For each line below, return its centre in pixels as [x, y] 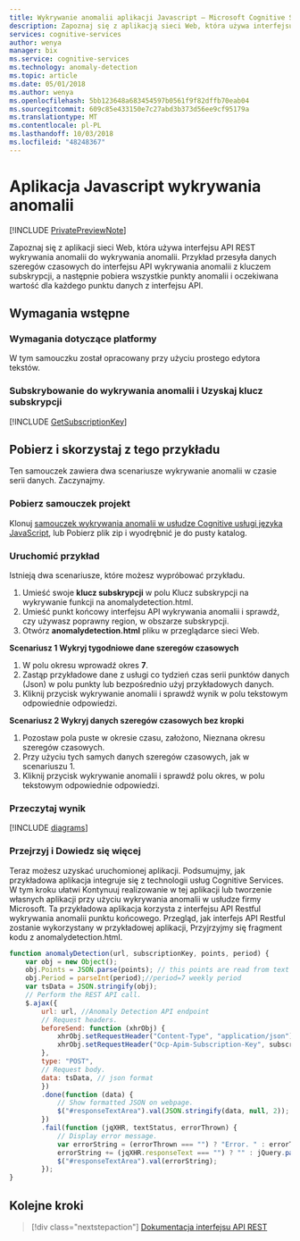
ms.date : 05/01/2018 [48, 84]
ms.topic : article [43, 76]
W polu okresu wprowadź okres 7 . [85, 666]
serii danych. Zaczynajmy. [57, 481]
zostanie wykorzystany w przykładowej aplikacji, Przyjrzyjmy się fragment [146, 927]
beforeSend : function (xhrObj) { [104, 1028]
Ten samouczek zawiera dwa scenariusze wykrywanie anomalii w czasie [143, 471]
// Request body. [73, 1069]
